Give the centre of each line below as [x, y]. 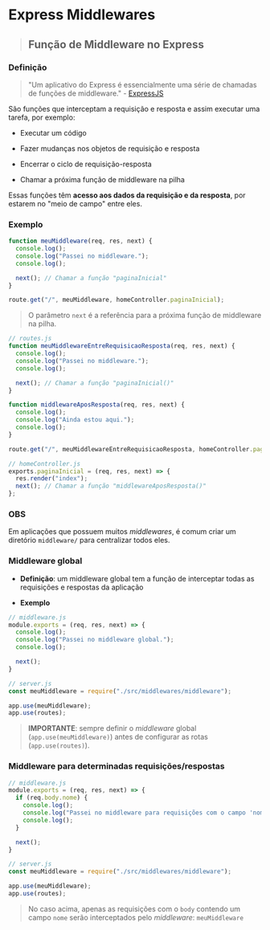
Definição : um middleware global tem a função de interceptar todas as [137, 578]
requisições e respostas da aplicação [82, 587]
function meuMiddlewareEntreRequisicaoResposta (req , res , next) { [122, 346]
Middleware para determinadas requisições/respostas [117, 766]
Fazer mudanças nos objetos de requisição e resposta [110, 148]
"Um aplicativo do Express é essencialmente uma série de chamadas [142, 84]
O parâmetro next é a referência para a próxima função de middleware [145, 316]
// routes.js [30, 339]
